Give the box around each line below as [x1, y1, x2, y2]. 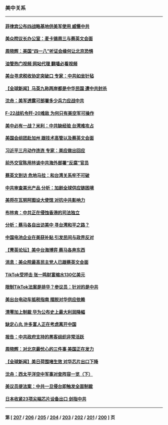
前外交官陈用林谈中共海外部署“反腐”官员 [5, 160, 89, 166]
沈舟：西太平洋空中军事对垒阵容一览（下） [5, 371, 93, 377]
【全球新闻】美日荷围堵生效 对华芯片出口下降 [5, 358, 98, 364]
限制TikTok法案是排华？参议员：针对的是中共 [5, 284, 98, 290]
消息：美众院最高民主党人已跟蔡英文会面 [5, 259, 88, 265]
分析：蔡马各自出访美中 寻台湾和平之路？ [5, 222, 90, 228]
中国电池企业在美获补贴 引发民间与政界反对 [5, 234, 94, 240]
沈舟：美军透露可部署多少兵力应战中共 [5, 98, 84, 104]
